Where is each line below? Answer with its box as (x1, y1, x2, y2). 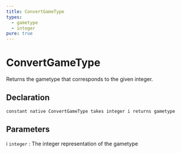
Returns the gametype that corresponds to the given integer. (6, 76, 153, 83)
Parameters (6, 125, 50, 135)
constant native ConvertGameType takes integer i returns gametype (6, 108, 176, 114)
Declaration (6, 93, 50, 103)
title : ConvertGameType (6, 8, 65, 15)
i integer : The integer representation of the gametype (6, 140, 139, 147)
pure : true (6, 31, 33, 37)
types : (6, 14, 22, 20)
